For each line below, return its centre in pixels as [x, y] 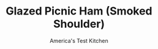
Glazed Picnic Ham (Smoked [79, 11]
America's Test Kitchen [79, 41]
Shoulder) [79, 24]
